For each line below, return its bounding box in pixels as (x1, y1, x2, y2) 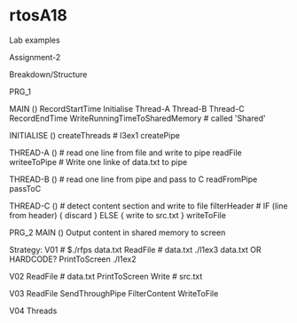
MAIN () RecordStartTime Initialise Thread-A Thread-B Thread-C (9, 103, 246, 114)
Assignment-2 (9, 51, 61, 62)
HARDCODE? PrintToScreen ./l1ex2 (9, 254, 137, 264)
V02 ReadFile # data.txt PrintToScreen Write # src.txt (9, 271, 203, 281)
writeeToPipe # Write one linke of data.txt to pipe (9, 156, 188, 167)
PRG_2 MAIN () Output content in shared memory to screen (9, 227, 226, 238)
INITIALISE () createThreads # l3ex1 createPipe (9, 130, 180, 140)
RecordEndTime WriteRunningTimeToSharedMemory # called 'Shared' (9, 113, 266, 123)
